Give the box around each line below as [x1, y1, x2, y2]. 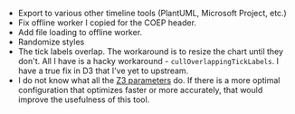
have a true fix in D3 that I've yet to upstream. [17, 65, 189, 76]
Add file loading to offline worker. [17, 27, 143, 37]
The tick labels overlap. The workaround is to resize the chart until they [17, 46, 283, 57]
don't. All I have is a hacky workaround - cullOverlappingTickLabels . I [17, 56, 279, 66]
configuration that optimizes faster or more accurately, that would [17, 85, 263, 95]
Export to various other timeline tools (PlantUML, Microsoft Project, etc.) [17, 8, 287, 18]
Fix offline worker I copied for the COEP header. [17, 17, 197, 28]
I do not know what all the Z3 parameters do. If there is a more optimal [17, 75, 281, 85]
